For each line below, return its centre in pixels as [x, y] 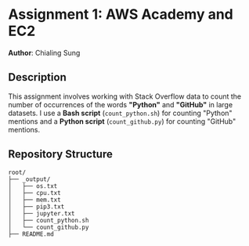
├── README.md [31, 234]
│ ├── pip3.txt [36, 206]
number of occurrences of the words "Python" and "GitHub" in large [121, 104]
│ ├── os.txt [33, 186]
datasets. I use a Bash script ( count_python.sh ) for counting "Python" [120, 113]
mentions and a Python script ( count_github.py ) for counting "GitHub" [122, 121]
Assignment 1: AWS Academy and [121, 14]
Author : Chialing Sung [44, 52]
